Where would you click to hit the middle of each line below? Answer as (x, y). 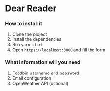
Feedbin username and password (46, 73)
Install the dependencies (37, 39)
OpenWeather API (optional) (40, 83)
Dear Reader (31, 9)
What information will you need (43, 62)
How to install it (24, 24)
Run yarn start (27, 45)
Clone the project (29, 34)
